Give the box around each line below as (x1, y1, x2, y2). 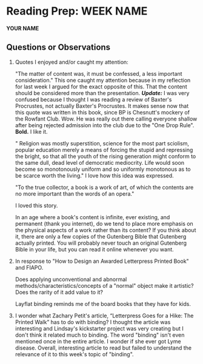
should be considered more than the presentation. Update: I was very (15, 89, 190, 96)
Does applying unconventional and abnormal (15, 276, 127, 283)
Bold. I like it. (15, 128, 48, 135)
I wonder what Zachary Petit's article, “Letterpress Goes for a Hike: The (15, 312, 194, 319)
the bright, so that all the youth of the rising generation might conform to (15, 153, 196, 160)
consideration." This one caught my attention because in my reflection (15, 76, 191, 84)
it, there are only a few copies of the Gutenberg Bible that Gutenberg (15, 233, 187, 240)
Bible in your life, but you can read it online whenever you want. (15, 245, 174, 253)
